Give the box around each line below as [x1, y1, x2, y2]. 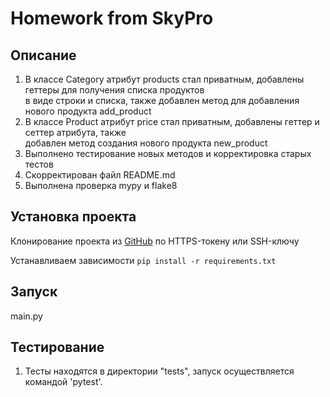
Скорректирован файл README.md [24, 169, 176, 181]
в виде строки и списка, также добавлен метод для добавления [24, 95, 300, 106]
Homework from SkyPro [10, 7, 214, 30]
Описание [10, 47, 77, 64]
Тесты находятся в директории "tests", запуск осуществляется [24, 365, 295, 377]
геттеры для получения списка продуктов [24, 84, 205, 96]
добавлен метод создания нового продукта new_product [24, 137, 268, 149]
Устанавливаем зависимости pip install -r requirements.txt [10, 254, 277, 266]
